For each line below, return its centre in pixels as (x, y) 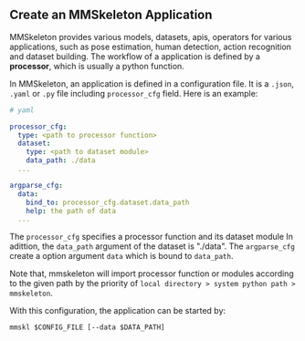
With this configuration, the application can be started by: (118, 311)
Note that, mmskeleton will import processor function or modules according (152, 274)
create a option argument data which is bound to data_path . (121, 256)
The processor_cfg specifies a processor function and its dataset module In (152, 237)
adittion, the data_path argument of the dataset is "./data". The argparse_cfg (152, 246)
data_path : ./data (61, 160)
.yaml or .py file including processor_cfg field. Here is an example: (134, 93)
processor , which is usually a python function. (97, 66)
